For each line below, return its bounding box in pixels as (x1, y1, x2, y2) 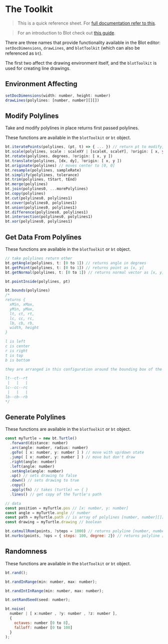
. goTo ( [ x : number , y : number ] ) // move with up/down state (9, 450, 144, 455)
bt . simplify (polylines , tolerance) (5, 172, 79, 178)
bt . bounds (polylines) (5, 288, 50, 293)
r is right (5, 348, 28, 353)
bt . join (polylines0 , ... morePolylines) (5, 187, 88, 192)
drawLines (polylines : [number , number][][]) (5, 98, 99, 103)
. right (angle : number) (9, 459, 57, 464)
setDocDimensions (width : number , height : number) (5, 93, 111, 98)
